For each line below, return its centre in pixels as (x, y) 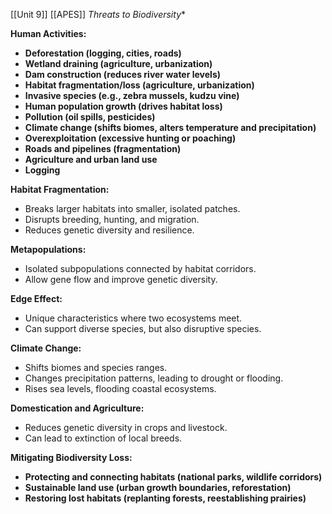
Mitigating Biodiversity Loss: (71, 457)
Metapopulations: (48, 249)
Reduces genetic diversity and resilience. (109, 230)
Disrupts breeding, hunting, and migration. (112, 219)
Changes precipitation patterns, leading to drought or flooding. (154, 378)
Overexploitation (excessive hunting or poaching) (130, 138)
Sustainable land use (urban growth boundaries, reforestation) (158, 487)
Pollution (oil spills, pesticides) (90, 117)
